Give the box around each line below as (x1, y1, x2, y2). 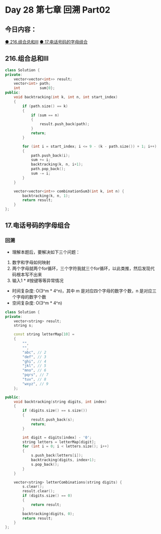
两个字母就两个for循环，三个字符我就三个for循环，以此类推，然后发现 (12, 265, 151, 271)
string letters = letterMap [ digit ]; (22, 440, 96, 444)
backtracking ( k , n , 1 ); (22, 193, 70, 198)
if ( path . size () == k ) (22, 104, 68, 109)
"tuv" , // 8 (22, 377, 47, 382)
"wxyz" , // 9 (22, 381, 49, 386)
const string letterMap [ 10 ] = (14, 332, 75, 337)
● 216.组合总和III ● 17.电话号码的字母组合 (5, 39, 88, 45)
